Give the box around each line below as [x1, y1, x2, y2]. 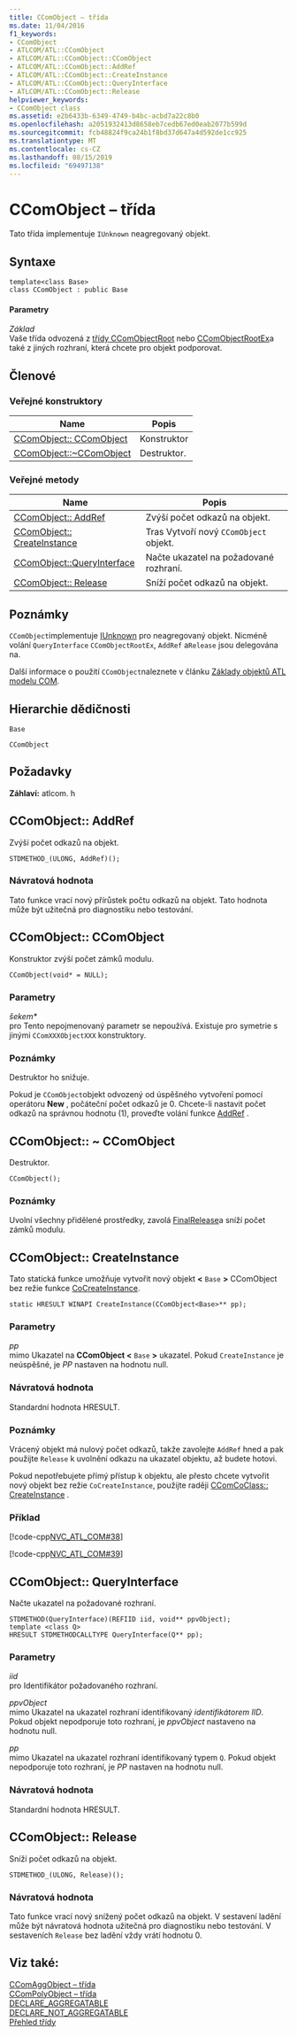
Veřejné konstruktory [9, 395, 103, 407]
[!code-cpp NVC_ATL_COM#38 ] [9, 1531, 124, 1542]
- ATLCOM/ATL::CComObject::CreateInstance [9, 71, 168, 80]
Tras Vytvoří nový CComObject [145, 526, 267, 538]
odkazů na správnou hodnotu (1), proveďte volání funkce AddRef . [9, 1108, 249, 1119]
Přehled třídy [9, 2017, 57, 2027]
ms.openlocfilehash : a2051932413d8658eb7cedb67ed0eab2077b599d [9, 120, 247, 129]
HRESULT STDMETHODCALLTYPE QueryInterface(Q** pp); [9, 1630, 203, 1639]
